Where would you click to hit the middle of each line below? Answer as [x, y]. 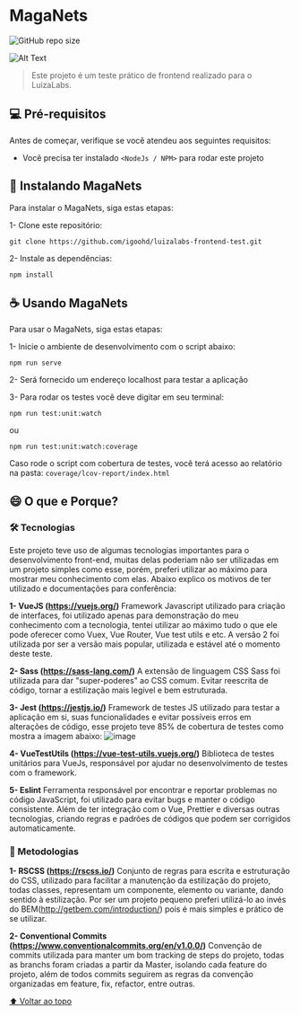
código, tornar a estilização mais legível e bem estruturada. [119, 690]
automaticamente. [43, 828]
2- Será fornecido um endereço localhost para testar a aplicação [129, 380]
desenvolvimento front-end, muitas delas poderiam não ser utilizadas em [144, 560]
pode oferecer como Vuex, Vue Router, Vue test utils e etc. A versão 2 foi [144, 635]
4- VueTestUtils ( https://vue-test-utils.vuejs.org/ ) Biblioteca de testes [142, 754]
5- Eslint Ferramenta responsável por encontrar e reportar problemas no [143, 790]
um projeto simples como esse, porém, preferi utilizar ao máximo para [138, 569]
